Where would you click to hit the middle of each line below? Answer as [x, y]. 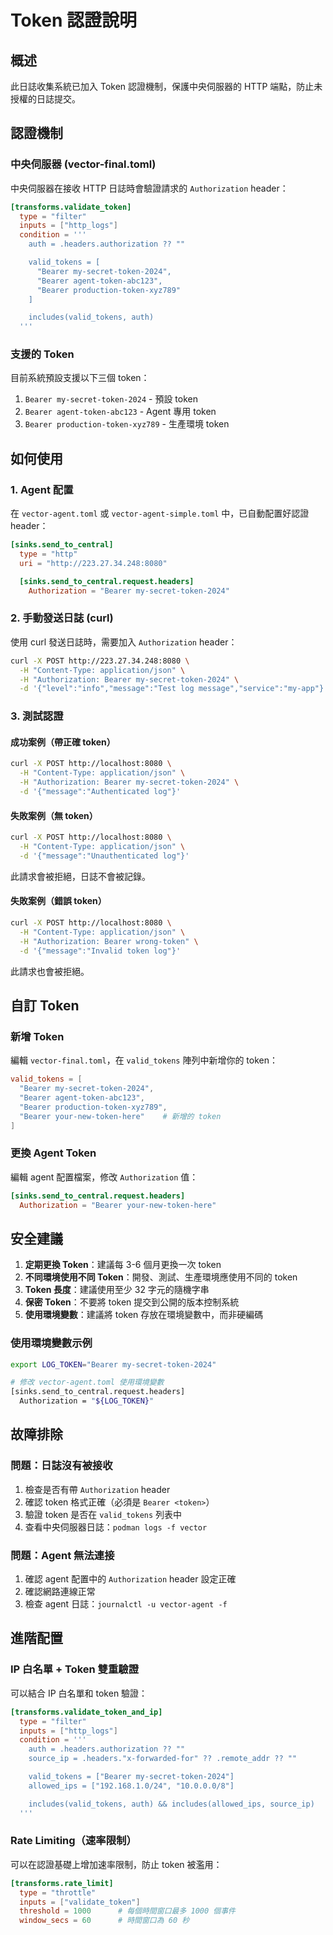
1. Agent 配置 [42, 489]
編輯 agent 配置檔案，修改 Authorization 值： [104, 1177]
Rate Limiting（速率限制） [73, 1841]
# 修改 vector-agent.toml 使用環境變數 [87, 1382]
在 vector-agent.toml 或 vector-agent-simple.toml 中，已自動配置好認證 [160, 513]
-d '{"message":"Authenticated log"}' [100, 792]
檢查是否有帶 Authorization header [97, 1489]
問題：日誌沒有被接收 [61, 1466]
